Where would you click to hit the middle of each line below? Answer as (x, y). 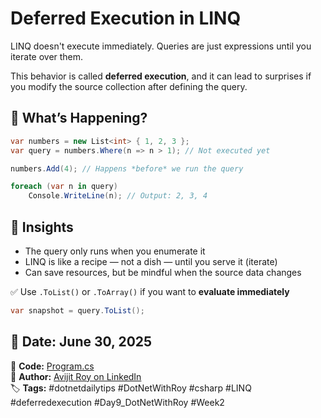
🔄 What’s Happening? (79, 118)
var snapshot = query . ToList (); (77, 310)
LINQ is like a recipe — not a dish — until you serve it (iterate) (151, 261)
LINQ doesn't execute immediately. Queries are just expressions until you (161, 46)
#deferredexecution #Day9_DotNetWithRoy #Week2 (117, 402)
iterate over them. (47, 56)
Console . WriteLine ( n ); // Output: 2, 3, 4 (118, 196)
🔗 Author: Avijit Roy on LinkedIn (76, 376)
